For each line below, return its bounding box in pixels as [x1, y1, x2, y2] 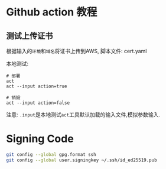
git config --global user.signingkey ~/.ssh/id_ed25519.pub [6, 157, 158, 163]
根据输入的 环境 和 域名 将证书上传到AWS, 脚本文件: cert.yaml [6, 48, 147, 54]
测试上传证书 [6, 31, 53, 41]
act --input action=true [6, 83, 67, 89]
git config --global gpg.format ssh [6, 151, 96, 157]
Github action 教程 [6, 5, 97, 19]
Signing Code [6, 132, 74, 145]
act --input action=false [6, 100, 70, 106]
